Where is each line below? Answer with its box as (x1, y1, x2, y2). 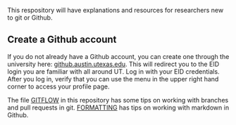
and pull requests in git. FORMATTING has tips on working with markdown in (7, 103, 230, 112)
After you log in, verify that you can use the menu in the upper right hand (7, 74, 219, 83)
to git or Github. (7, 13, 53, 22)
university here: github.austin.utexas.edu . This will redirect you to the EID (7, 60, 220, 68)
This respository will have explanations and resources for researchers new (7, 6, 224, 14)
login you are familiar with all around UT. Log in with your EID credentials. (7, 67, 220, 76)
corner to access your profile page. (7, 82, 110, 91)
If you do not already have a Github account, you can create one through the (7, 52, 230, 60)
